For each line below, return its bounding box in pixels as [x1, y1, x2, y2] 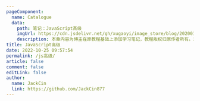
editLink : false [6, 70, 46, 75]
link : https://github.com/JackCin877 [11, 86, 105, 92]
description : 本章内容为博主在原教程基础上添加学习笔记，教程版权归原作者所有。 [17, 36, 193, 42]
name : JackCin [11, 81, 46, 87]
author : [6, 75, 26, 81]
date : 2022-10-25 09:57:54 [6, 48, 73, 53]
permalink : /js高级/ [6, 53, 55, 59]
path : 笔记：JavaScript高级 [17, 25, 82, 31]
